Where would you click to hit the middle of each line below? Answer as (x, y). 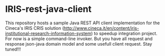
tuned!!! (13, 49)
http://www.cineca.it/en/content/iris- (102, 28)
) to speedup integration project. (124, 33)
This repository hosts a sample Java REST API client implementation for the (82, 23)
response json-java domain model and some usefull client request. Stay (79, 44)
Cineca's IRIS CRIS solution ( (35, 28)
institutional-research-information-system (48, 33)
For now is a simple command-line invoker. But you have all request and (79, 39)
